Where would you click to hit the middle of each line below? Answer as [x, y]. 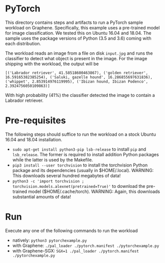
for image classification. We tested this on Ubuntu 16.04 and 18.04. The [78, 33]
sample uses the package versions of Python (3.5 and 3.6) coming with [78, 38]
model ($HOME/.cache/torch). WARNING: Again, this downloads [94, 191]
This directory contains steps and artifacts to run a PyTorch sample [74, 22]
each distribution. [23, 43]
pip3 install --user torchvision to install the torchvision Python [80, 165]
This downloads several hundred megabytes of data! [67, 175]
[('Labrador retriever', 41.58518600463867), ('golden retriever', [77, 73]
